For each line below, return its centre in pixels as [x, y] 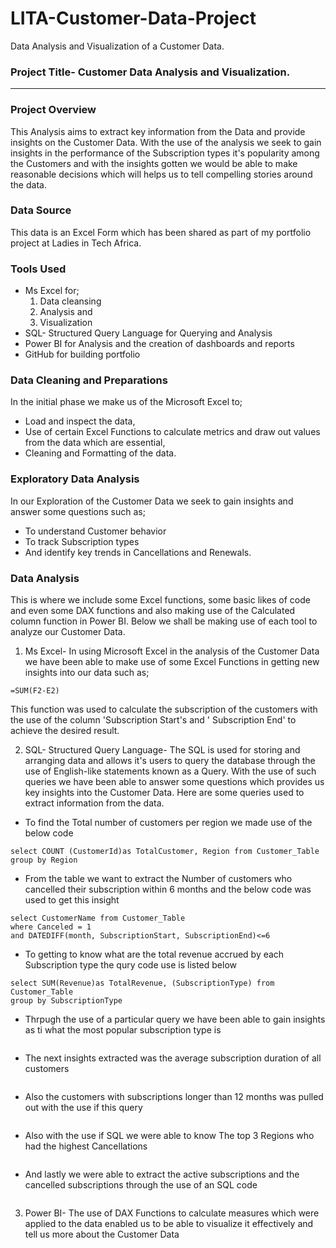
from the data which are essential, [95, 443]
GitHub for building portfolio [82, 354]
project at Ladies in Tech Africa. [76, 243]
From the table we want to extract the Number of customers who [158, 879]
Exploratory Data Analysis [75, 479]
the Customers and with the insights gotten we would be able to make [154, 163]
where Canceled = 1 [51, 927]
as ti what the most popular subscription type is [123, 1030]
